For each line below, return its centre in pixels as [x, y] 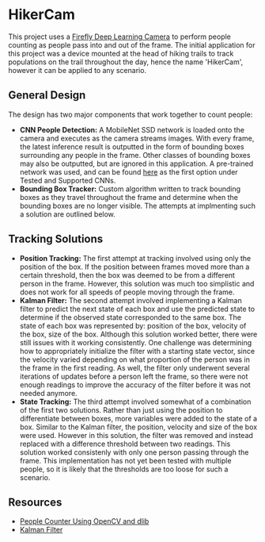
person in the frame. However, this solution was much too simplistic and [137, 283]
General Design [47, 96]
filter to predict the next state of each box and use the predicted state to [137, 309]
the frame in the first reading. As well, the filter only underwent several [135, 367]
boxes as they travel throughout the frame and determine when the [129, 197]
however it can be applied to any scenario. [78, 70]
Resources [35, 502]
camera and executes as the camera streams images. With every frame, [137, 138]
